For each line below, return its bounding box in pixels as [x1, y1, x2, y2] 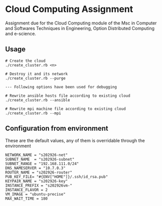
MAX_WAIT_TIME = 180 [5, 196, 48, 201]
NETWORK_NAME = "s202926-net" [5, 152, 68, 158]
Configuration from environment [5, 124, 109, 133]
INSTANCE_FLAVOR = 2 [5, 187, 48, 193]
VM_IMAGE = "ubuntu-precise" [5, 192, 66, 197]
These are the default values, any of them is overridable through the [5, 137, 145, 143]
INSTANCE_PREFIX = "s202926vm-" [5, 183, 72, 188]
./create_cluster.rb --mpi [5, 111, 61, 116]
